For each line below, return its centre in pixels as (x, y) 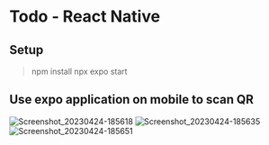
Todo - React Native (85, 17)
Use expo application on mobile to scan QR (132, 100)
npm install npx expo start (79, 71)
